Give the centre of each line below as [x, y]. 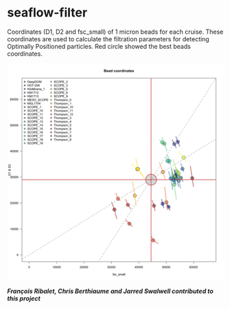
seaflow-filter [47, 13]
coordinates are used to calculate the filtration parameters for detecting [108, 39]
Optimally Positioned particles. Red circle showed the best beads [99, 46]
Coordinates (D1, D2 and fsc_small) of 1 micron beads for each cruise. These [115, 32]
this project [24, 298]
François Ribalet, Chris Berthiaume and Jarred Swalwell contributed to [111, 291]
